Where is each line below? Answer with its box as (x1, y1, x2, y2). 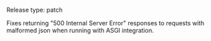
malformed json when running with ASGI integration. (6, 27, 154, 34)
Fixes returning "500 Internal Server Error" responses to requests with (6, 19, 205, 27)
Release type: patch (6, 6, 63, 14)
